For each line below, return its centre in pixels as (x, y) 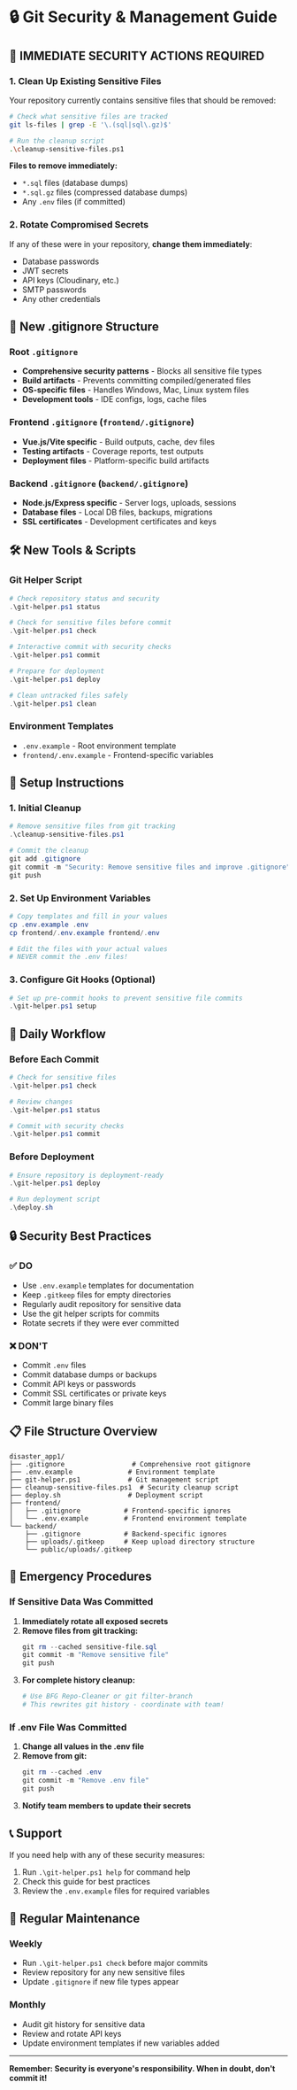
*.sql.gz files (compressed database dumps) (105, 192)
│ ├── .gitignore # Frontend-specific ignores (120, 1511)
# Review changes (41, 1102)
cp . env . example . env (49, 925)
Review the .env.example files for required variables (116, 1891)
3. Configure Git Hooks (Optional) (83, 979)
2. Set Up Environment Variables (80, 898)
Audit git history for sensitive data (84, 2024)
